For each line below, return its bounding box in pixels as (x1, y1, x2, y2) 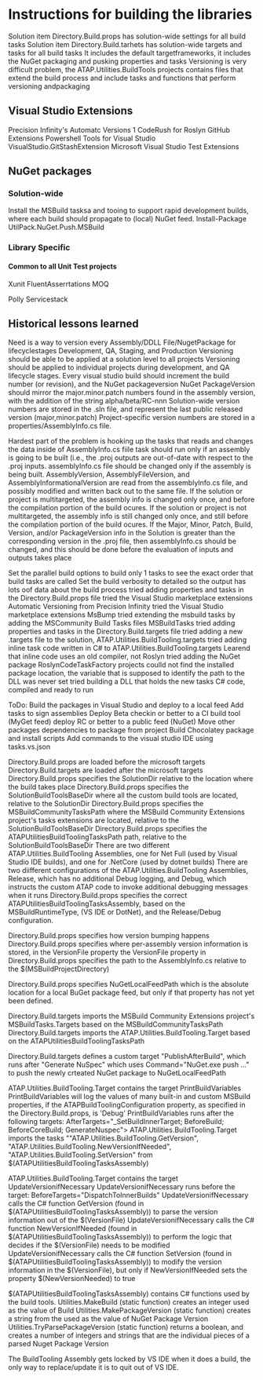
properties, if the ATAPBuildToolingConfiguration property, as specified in (8, 1101, 246, 1110)
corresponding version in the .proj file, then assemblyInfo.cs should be (8, 536, 237, 546)
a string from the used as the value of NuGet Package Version (8, 1314, 209, 1323)
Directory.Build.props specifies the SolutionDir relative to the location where (8, 774, 254, 783)
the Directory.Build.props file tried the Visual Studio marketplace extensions (8, 593, 254, 603)
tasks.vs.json (8, 742, 51, 751)
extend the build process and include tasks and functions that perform (8, 73, 236, 82)
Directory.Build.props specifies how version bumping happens (8, 931, 210, 940)
